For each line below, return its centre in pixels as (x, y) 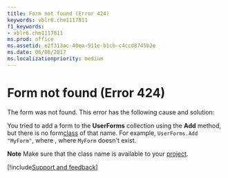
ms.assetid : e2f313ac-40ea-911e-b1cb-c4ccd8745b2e (82, 46)
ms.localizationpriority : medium (55, 59)
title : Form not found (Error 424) (58, 14)
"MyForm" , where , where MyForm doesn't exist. (72, 140)
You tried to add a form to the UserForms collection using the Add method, (114, 125)
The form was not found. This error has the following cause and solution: (111, 112)
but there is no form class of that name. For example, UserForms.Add (103, 133)
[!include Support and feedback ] (53, 167)
